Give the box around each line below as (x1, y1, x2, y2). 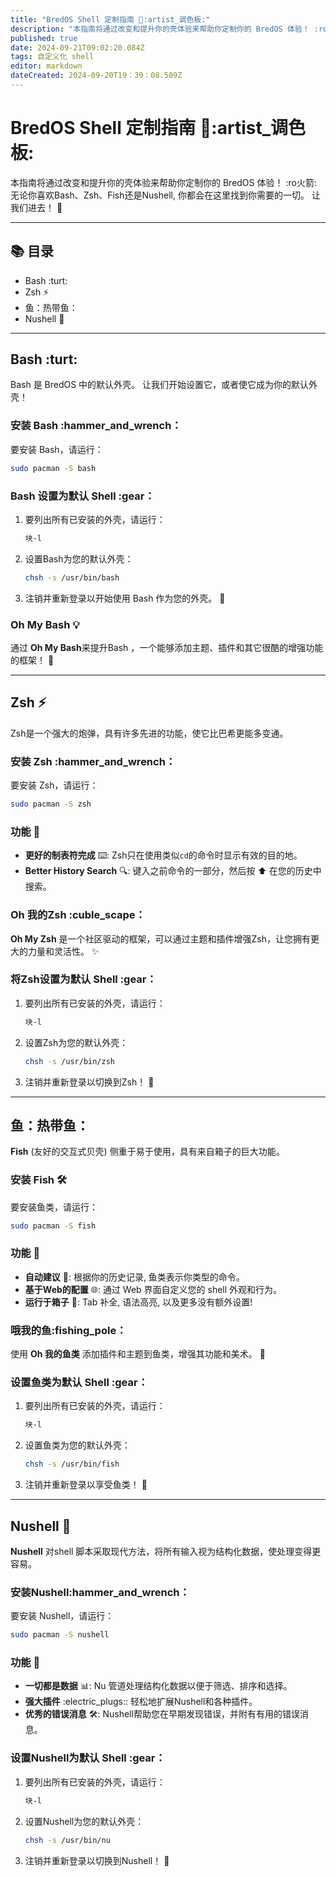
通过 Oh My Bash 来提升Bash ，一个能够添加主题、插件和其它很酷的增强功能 (10, 641, 324, 653)
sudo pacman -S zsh (10, 799, 92, 810)
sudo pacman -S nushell (10, 1630, 110, 1640)
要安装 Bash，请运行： (10, 443, 104, 455)
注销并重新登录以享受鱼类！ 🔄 (24, 1479, 148, 1491)
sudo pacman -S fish (10, 1221, 97, 1231)
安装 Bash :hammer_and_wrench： (10, 419, 182, 433)
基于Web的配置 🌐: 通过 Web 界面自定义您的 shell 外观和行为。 (24, 1283, 283, 1295)
